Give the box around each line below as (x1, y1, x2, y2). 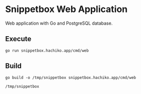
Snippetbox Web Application (5, 4, 128, 15)
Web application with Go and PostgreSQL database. (5, 20, 113, 26)
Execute (5, 35, 32, 43)
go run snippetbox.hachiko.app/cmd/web (5, 48, 89, 53)
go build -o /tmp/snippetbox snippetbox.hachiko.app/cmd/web (5, 75, 136, 80)
